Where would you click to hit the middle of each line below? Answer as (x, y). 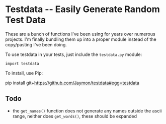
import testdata (22, 64)
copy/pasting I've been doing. (36, 44)
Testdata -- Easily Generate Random (82, 9)
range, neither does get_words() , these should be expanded (75, 116)
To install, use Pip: (24, 73)
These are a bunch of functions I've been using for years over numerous (80, 34)
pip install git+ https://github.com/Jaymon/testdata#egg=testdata (72, 83)
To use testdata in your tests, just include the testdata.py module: (74, 54)
